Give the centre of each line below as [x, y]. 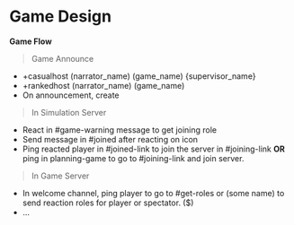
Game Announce [62, 58]
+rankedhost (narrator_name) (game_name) [103, 85]
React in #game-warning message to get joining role [120, 130]
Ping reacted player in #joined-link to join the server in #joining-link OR [153, 149]
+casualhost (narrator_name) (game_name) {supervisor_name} [139, 76]
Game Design [61, 17]
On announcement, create [71, 95]
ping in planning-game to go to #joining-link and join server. [133, 158]
